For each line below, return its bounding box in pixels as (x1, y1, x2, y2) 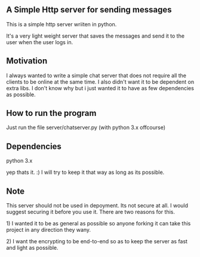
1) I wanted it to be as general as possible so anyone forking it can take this (6, 220, 191, 227)
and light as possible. (6, 244, 59, 252)
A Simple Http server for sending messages (6, 5, 172, 15)
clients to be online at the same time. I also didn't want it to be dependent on (6, 78, 195, 85)
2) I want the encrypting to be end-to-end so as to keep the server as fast (6, 238, 188, 245)
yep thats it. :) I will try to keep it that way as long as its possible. (6, 169, 165, 176)
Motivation (6, 56, 48, 66)
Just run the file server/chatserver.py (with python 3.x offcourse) (6, 124, 166, 131)
